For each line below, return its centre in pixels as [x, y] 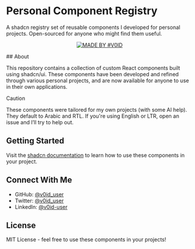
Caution [16, 98]
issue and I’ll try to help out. [40, 122]
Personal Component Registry [82, 11]
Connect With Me [39, 180]
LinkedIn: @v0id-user [41, 207]
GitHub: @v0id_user [39, 194]
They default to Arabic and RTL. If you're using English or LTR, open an [93, 116]
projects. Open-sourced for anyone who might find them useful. [84, 33]
